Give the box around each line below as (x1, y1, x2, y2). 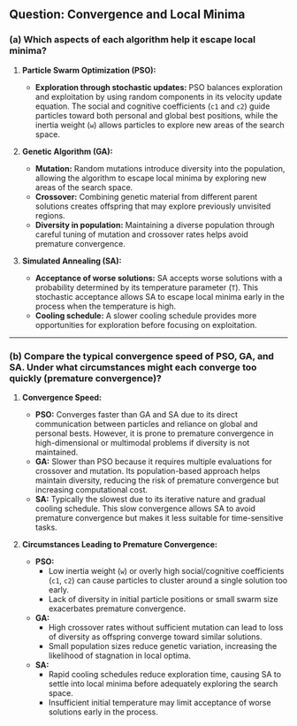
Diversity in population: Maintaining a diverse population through (34, 219, 275, 230)
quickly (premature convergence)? (9, 371, 162, 384)
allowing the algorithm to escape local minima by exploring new (34, 172, 267, 183)
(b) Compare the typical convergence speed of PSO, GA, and (9, 349, 274, 362)
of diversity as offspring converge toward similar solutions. (48, 631, 263, 642)
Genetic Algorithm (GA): (21, 146, 113, 157)
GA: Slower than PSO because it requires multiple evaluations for (34, 455, 272, 467)
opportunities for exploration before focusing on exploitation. (34, 319, 258, 330)
